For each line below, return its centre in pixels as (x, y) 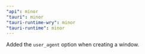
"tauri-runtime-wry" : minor (41, 22)
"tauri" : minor (25, 17)
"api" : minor (22, 11)
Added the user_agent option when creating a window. (73, 45)
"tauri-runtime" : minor (36, 28)
